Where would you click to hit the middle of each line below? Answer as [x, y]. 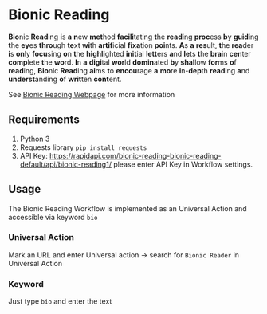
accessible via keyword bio [53, 217]
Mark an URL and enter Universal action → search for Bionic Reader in [124, 255]
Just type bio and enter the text [60, 301]
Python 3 [35, 139]
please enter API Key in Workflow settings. [183, 164]
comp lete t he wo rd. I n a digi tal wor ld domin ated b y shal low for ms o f [122, 62]
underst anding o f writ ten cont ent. [65, 79]
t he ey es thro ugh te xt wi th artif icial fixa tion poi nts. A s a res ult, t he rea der [131, 45]
